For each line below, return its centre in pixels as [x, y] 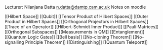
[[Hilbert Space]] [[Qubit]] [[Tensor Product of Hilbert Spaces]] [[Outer [77, 16]
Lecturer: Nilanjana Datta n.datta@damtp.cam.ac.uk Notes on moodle [75, 7]
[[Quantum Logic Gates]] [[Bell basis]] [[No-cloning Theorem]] [68, 37]
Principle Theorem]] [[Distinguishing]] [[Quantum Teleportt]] [86, 42]
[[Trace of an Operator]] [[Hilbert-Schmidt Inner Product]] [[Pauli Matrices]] [81, 27]
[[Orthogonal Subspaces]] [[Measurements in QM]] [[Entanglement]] [75, 32]
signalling [14, 42]
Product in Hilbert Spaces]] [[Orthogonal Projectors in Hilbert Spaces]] [77, 22]
